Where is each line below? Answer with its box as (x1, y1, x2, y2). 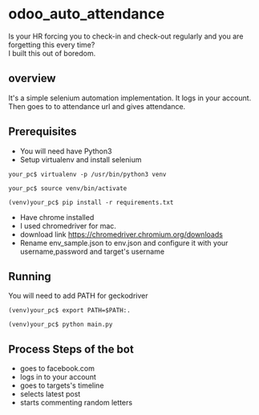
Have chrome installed (19, 212, 95, 222)
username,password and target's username (19, 246, 165, 256)
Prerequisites (8, 125, 77, 139)
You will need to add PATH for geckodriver (8, 291, 148, 301)
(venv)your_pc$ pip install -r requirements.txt (8, 198, 174, 206)
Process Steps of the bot (8, 342, 134, 356)
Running (8, 270, 52, 283)
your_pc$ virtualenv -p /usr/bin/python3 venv (8, 170, 167, 178)
